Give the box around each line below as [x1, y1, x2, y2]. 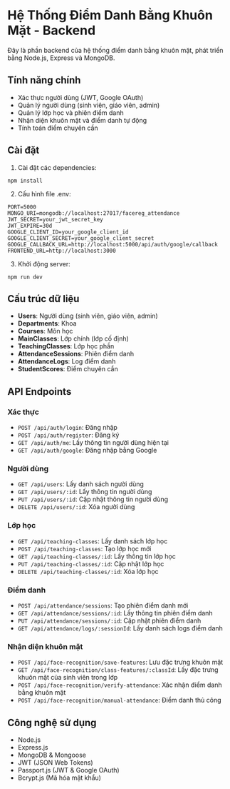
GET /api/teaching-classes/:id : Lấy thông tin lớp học [17, 552, 176, 561]
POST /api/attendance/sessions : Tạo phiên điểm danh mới [17, 600, 189, 610]
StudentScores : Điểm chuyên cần [17, 365, 119, 373]
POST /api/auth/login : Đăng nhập [17, 423, 117, 432]
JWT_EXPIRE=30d [7, 222, 53, 229]
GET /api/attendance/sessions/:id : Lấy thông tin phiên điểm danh [17, 608, 213, 617]
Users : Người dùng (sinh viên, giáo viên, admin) [17, 311, 158, 321]
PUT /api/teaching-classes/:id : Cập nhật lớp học [17, 559, 164, 568]
